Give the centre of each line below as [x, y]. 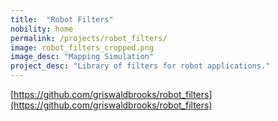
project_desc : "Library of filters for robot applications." [140, 66]
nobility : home [42, 29]
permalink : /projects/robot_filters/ [89, 38]
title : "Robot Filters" [62, 19]
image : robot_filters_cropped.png [82, 47]
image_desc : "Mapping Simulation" [82, 57]
